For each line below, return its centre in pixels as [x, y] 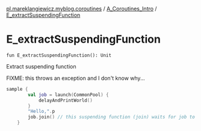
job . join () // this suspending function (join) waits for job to [112, 117]
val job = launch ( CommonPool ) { [69, 95]
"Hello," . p [42, 111]
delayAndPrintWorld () [66, 100]
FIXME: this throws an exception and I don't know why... [76, 78]
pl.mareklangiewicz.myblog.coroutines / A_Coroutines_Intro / [82, 9]
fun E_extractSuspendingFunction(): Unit [59, 55]
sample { [17, 89]
